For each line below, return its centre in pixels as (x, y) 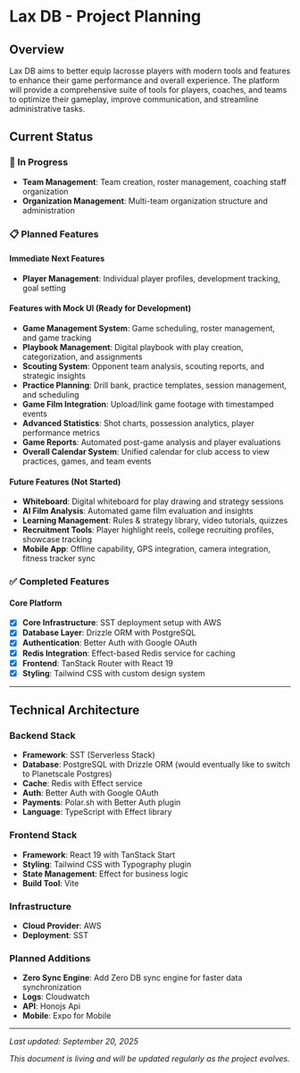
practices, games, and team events (87, 461)
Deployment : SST (55, 935)
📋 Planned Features (54, 234)
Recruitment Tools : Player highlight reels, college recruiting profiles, (148, 530)
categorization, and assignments (82, 357)
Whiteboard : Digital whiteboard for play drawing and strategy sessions (153, 501)
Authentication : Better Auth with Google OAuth (109, 643)
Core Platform (36, 603)
